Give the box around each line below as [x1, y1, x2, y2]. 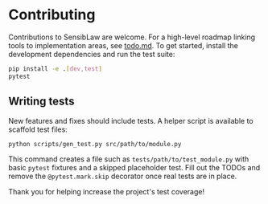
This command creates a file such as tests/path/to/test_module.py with [8, 154, 249, 164]
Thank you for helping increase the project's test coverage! [8, 187, 205, 197]
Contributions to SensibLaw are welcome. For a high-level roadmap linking [8, 32, 256, 42]
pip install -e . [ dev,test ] [8, 64, 103, 73]
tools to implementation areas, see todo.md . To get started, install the [8, 40, 239, 50]
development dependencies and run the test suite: [8, 49, 175, 59]
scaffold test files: [8, 124, 68, 134]
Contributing [8, 6, 96, 24]
